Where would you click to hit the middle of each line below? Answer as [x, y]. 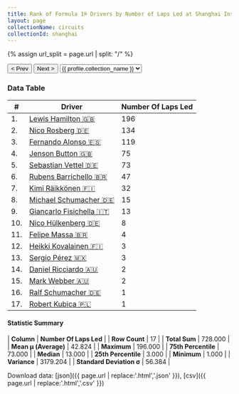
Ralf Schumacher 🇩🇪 [65, 292]
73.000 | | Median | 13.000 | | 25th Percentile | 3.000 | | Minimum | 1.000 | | [119, 354]
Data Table [26, 88]
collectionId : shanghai [43, 34]
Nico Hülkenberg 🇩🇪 [65, 223]
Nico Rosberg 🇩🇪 [59, 130]
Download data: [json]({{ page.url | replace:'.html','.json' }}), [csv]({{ [107, 375]
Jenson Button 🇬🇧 [61, 153]
